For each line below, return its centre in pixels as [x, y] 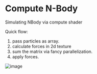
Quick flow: [17, 31]
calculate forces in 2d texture [42, 46]
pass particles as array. [36, 41]
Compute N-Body [41, 9]
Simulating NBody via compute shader [44, 22]
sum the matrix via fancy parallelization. [52, 51]
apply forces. [25, 56]
